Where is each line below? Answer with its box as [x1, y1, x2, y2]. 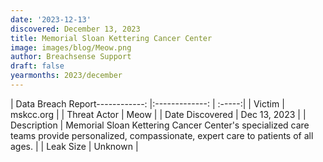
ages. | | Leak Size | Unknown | [10, 140, 139, 152]
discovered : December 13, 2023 [10, 24, 141, 34]
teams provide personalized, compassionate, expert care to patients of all [10, 129, 314, 141]
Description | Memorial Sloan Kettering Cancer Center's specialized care [10, 119, 310, 131]
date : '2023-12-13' [10, 14, 92, 25]
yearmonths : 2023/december [10, 71, 123, 81]
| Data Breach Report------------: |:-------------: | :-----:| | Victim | [10, 97, 285, 110]
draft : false [10, 61, 65, 71]
